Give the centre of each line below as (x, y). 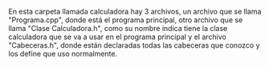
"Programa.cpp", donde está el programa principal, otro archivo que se (126, 20)
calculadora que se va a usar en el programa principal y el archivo (117, 37)
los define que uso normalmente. (63, 54)
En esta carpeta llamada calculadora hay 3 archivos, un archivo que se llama (135, 12)
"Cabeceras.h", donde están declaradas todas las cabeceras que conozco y (134, 45)
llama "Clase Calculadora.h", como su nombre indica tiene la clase (118, 28)
